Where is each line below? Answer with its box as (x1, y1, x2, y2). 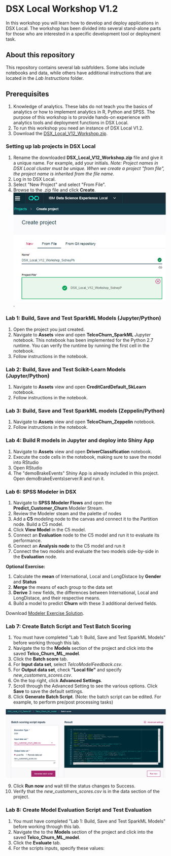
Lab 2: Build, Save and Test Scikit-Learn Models (6, 366, 126, 373)
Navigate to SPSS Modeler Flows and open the (13, 499, 112, 505)
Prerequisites (6, 90, 49, 99)
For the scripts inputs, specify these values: (13, 845, 105, 851)
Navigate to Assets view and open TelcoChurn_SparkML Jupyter (13, 331, 151, 338)
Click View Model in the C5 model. (13, 526, 86, 532)
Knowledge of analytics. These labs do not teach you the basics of (13, 103, 153, 109)
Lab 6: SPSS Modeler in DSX (6, 488, 77, 495)
